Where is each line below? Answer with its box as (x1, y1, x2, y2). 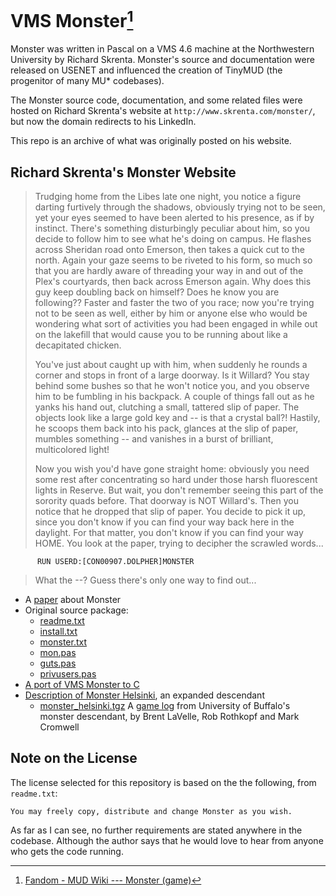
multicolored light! (34, 444, 110, 456)
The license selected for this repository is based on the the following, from (10, 776, 317, 788)
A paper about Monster (24, 594, 122, 606)
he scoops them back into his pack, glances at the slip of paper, (34, 422, 299, 435)
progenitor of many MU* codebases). (10, 75, 165, 87)
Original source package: (24, 604, 129, 616)
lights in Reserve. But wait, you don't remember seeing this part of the (34, 484, 324, 496)
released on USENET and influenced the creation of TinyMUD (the (10, 64, 283, 76)
